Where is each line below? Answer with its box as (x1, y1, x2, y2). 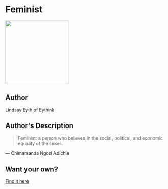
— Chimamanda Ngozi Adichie (5, 150, 70, 156)
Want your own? (5, 165, 59, 173)
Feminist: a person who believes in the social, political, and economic (17, 135, 163, 141)
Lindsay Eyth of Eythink (5, 107, 55, 113)
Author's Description (5, 121, 74, 130)
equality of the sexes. (17, 140, 63, 146)
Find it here (5, 178, 29, 184)
